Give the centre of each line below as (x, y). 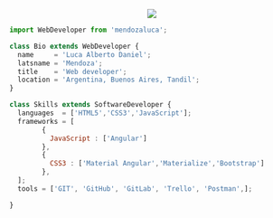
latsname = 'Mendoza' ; (60, 63)
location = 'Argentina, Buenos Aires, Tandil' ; (109, 80)
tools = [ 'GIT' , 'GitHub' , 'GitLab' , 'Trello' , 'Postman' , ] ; (135, 189)
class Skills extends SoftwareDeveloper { (90, 105)
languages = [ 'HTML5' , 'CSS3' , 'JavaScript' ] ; (105, 113)
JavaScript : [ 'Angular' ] (98, 138)
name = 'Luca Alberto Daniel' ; (85, 54)
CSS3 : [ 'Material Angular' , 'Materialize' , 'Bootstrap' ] (157, 164)
